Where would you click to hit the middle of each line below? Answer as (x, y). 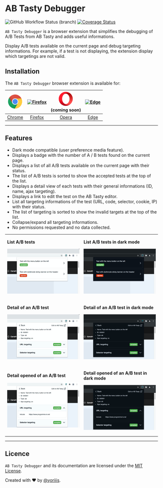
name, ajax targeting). (34, 191)
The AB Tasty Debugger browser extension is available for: (63, 83)
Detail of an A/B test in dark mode (119, 307)
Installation (22, 72)
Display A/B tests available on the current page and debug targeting (73, 46)
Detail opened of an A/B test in (115, 373)
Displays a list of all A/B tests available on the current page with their (81, 165)
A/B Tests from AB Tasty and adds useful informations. (60, 36)
